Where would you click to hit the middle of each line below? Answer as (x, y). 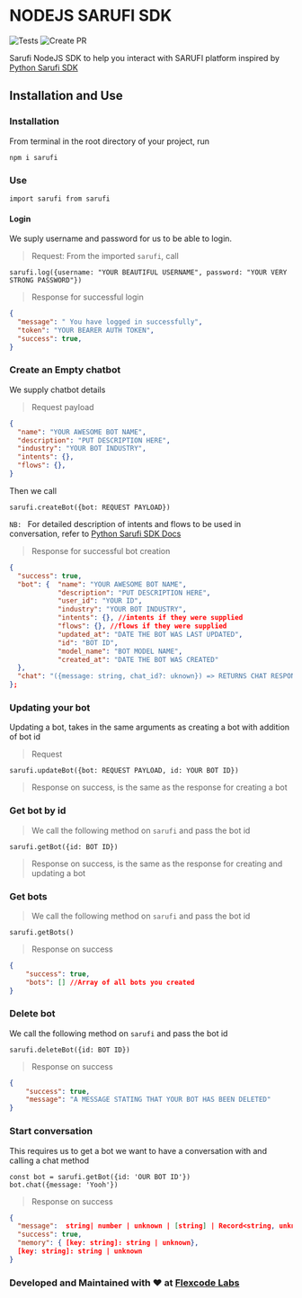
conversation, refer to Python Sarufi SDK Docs (95, 533)
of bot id (25, 737)
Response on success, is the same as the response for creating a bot (159, 787)
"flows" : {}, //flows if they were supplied (142, 626)
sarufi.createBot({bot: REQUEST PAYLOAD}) (90, 507)
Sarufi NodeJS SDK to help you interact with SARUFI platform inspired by (145, 58)
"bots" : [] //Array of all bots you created (110, 982)
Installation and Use (66, 96)
